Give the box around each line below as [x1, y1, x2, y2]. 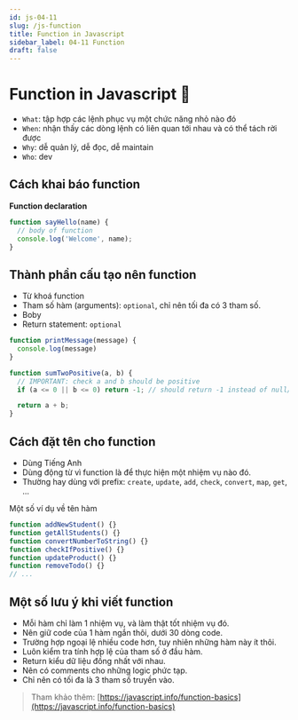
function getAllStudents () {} [9, 528, 122, 537]
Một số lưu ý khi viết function [9, 594, 174, 609]
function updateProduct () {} [9, 553, 117, 562]
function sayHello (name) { [9, 218, 109, 226]
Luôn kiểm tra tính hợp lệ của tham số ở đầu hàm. [21, 645, 203, 657]
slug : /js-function [9, 21, 82, 30]
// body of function [17, 225, 93, 235]
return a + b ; [17, 401, 69, 410]
